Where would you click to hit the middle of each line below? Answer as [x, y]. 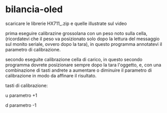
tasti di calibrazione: [27, 86]
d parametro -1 [21, 105]
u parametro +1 [21, 95]
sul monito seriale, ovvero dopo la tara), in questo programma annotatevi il [84, 44]
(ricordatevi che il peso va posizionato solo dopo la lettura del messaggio [82, 39]
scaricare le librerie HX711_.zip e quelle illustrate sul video [66, 23]
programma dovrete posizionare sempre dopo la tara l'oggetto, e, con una [83, 65]
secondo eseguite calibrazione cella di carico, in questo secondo [74, 59]
